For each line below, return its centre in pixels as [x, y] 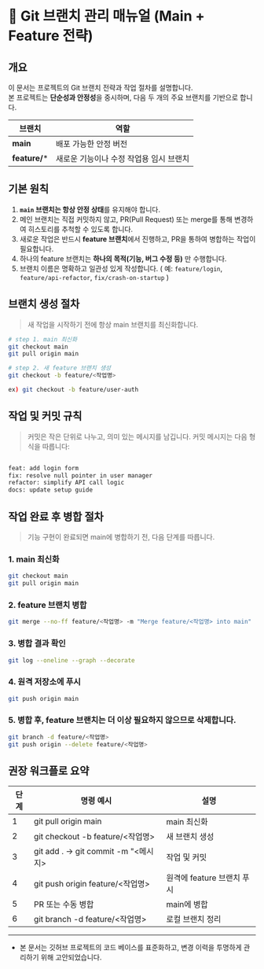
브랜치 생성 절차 [44, 304]
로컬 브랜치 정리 [194, 919]
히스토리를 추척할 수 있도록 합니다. [81, 229]
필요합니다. [37, 249]
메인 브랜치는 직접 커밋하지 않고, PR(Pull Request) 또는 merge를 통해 [126, 219]
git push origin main [44, 698]
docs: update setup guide [50, 490]
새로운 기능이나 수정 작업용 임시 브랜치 [123, 158]
